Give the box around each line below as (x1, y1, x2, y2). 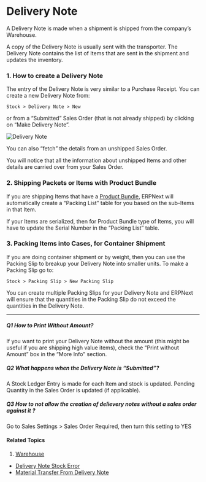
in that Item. (6, 206, 37, 213)
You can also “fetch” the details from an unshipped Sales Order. (6, 145, 167, 152)
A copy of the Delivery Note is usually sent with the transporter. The (6, 43, 178, 50)
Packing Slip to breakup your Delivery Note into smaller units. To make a (6, 260, 189, 267)
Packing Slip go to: (6, 266, 54, 274)
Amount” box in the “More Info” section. (6, 350, 107, 357)
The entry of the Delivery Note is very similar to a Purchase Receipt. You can (6, 85, 200, 93)
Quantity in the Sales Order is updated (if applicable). (6, 386, 141, 394)
